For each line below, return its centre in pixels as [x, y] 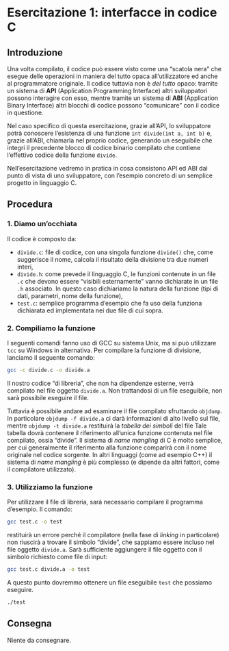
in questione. [25, 112]
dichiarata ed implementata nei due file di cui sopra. [90, 310]
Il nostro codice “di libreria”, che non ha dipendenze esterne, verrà [100, 383]
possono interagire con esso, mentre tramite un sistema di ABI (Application [113, 98]
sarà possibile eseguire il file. [48, 397]
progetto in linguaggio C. [42, 183]
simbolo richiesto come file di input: [57, 557]
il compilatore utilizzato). [42, 469]
